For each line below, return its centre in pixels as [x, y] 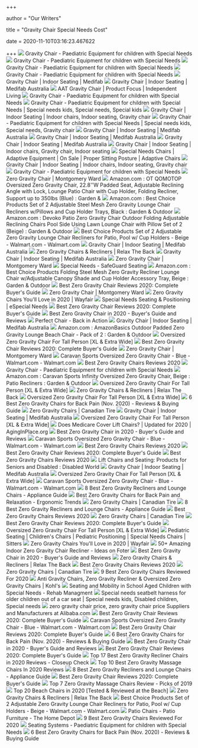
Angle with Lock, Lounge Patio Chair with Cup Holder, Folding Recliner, [92, 191]
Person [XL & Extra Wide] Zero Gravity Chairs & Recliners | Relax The [94, 390]
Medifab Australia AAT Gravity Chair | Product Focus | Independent [92, 89]
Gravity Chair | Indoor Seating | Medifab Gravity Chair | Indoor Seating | [97, 81]
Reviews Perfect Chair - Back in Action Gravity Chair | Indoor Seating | [99, 320]
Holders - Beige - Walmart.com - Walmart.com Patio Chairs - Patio [91, 711]
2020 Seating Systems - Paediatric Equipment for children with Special [96, 725]
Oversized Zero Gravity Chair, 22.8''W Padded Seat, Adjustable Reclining [95, 185]
